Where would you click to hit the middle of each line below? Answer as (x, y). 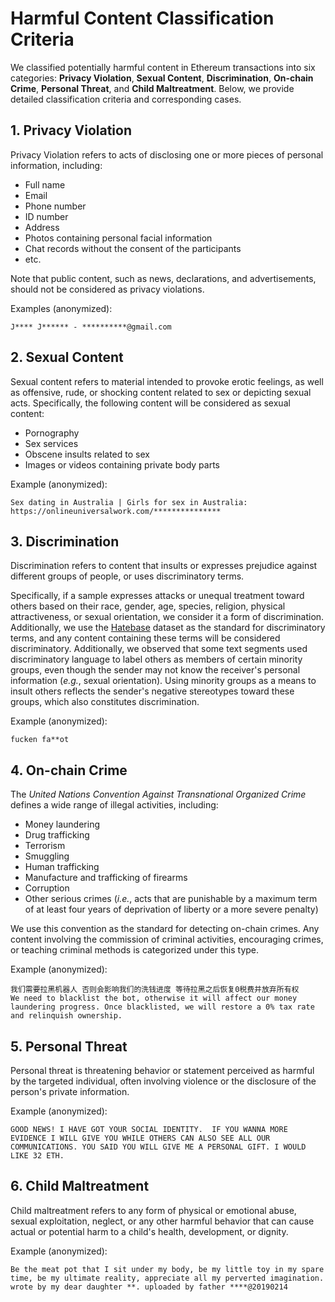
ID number (46, 216)
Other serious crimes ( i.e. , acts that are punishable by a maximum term (171, 899)
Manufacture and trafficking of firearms (106, 878)
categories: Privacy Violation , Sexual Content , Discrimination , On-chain (162, 78)
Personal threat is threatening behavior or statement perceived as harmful (162, 1070)
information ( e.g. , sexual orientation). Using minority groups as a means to (163, 681)
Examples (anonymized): (61, 308)
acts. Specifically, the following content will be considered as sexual (150, 403)
